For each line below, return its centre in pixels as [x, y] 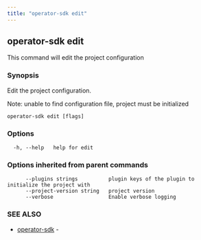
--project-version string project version [90, 191]
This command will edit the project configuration [75, 58]
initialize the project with [49, 185]
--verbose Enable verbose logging [100, 197]
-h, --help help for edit [54, 148]
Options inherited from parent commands [78, 165]
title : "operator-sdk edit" [47, 13]
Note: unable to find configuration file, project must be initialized [98, 104]
